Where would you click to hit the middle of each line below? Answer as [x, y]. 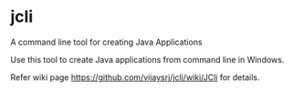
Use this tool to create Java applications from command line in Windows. [147, 59]
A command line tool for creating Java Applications [107, 42]
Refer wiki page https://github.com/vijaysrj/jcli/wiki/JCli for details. [135, 77]
